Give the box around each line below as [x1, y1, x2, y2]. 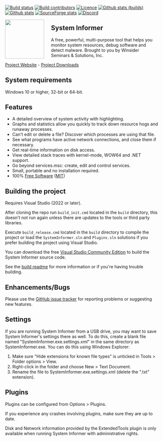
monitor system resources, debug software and [51, 42, 146, 48]
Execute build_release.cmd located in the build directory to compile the [5, 229, 149, 235]
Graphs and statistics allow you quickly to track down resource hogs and [12, 121, 158, 127]
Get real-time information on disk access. [12, 147, 95, 153]
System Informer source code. [5, 254, 66, 261]
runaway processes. [12, 126, 53, 132]
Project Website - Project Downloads [5, 61, 79, 68]
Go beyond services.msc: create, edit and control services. [12, 162, 131, 168]
